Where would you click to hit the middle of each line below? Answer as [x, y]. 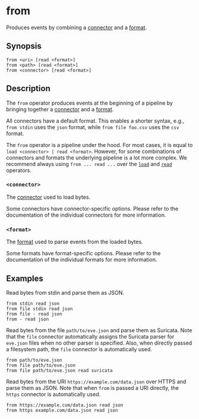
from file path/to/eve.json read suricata [59, 370]
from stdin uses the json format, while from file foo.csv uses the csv [93, 127]
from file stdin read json [40, 309]
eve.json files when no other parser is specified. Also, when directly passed [99, 343]
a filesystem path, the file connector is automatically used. [79, 349]
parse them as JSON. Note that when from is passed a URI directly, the [93, 387]
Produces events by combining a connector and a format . [77, 27]
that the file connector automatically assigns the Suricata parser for [90, 336]
